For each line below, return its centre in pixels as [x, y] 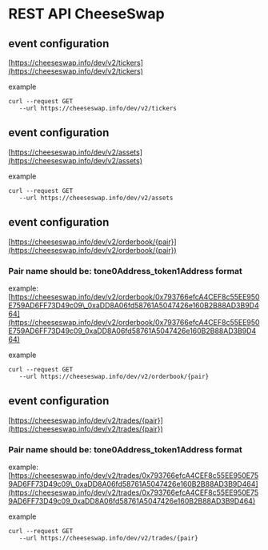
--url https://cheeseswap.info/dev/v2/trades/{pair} [108, 538]
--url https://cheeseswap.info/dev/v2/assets [96, 198]
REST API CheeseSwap [87, 14]
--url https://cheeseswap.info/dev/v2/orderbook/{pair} [114, 376]
